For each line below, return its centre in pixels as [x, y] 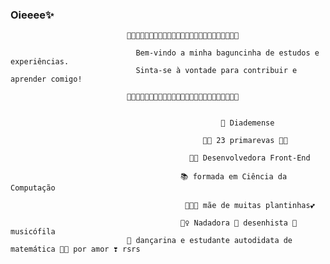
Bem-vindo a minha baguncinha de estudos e [227, 53]
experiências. [40, 62]
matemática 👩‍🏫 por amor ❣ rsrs [75, 249]
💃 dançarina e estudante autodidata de [209, 241]
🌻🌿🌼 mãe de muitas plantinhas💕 [249, 206]
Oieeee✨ [32, 15]
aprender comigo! [46, 79]
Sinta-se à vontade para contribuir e [216, 71]
